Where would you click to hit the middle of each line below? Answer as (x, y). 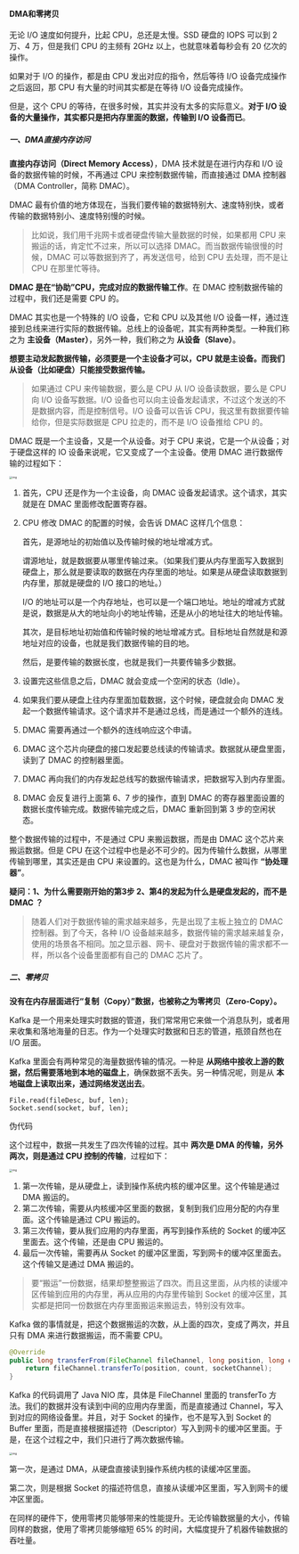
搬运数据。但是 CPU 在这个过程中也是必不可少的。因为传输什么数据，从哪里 (148, 850)
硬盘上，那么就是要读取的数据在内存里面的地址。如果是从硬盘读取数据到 (154, 572)
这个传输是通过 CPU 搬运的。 (91, 1219)
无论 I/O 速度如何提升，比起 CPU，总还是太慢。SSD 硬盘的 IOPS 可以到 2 (143, 35)
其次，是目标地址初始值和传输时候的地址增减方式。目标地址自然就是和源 (154, 632)
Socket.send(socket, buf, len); (69, 1108)
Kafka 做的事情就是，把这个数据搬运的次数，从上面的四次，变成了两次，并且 (149, 1324)
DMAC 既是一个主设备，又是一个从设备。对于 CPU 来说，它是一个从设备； (145, 441)
